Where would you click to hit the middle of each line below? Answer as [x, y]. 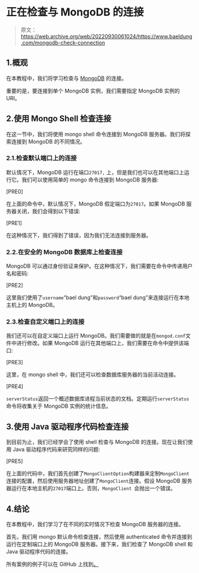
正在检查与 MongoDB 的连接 [75, 12]
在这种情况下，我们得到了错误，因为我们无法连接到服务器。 [79, 235]
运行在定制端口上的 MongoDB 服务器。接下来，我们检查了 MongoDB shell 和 [99, 544]
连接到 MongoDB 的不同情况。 [48, 141]
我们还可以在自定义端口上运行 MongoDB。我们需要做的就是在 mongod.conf [96, 336]
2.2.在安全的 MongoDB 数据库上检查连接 [65, 252]
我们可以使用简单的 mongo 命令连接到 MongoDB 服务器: [90, 180]
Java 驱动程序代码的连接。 [39, 552]
